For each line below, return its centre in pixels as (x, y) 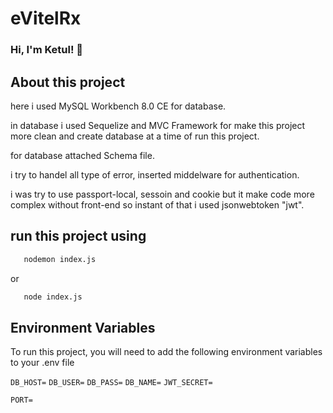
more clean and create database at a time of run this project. (135, 136)
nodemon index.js (60, 259)
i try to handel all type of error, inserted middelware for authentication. (155, 174)
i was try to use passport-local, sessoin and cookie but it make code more (162, 194)
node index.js (53, 297)
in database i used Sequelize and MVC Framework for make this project (158, 125)
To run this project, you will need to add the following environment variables (166, 352)
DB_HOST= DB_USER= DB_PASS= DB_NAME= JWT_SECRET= (111, 383)
